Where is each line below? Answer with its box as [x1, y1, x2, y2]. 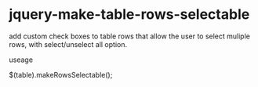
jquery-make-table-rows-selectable [9, 5, 250, 24]
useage [9, 55, 34, 64]
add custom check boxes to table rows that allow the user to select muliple [9, 31, 250, 41]
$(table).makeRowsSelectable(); [9, 70, 113, 79]
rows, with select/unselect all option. [9, 39, 128, 49]
